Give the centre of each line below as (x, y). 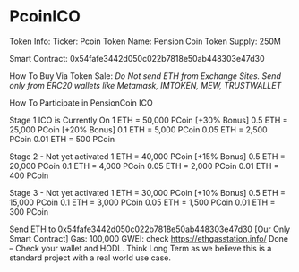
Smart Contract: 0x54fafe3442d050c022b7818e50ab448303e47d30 (137, 58)
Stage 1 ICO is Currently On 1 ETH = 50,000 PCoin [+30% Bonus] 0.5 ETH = (149, 120)
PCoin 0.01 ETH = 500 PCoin (62, 139)
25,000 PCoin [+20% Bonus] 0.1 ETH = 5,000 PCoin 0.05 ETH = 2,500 (138, 129)
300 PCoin (29, 211)
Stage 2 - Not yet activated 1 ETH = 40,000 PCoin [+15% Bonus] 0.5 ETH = (147, 156)
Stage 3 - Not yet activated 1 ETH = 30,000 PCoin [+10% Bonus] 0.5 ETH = (148, 192)
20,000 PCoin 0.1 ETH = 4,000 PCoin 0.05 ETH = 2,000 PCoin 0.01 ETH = (144, 166)
